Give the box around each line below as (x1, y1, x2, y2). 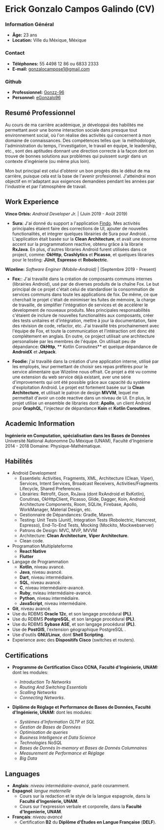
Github (5, 78, 22, 85)
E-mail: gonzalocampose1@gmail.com (12, 66, 90, 72)
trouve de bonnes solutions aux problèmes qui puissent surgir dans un (5, 153, 147, 159)
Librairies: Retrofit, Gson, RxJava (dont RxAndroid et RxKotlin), (19, 491, 145, 497)
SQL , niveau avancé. (19, 580, 61, 586)
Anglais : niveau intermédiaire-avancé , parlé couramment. (12, 782, 130, 788)
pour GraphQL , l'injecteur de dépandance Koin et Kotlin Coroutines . (12, 405, 151, 411)
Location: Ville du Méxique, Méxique (12, 37, 87, 43)
